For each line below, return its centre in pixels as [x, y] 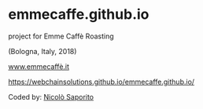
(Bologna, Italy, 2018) [42, 51]
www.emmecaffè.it [39, 66]
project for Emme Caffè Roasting [61, 36]
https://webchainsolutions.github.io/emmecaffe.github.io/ [101, 82]
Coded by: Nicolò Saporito [51, 96]
